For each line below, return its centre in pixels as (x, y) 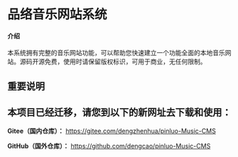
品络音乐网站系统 (58, 14)
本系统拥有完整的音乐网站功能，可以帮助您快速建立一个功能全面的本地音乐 (116, 53)
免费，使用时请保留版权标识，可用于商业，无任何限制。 (125, 62)
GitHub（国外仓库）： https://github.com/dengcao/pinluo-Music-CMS (109, 146)
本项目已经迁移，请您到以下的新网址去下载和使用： (119, 113)
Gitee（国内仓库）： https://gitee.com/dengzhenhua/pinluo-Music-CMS (112, 131)
